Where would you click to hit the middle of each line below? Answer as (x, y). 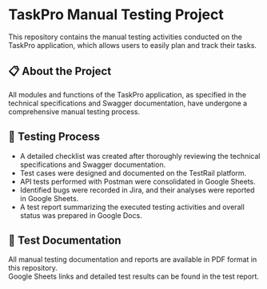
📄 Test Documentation (65, 240)
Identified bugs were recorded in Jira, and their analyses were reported (137, 190)
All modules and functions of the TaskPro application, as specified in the (127, 94)
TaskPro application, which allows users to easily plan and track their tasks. (133, 45)
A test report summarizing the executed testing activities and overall (132, 207)
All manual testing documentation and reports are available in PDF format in (133, 259)
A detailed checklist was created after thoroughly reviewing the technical (140, 156)
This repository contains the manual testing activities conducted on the (125, 37)
